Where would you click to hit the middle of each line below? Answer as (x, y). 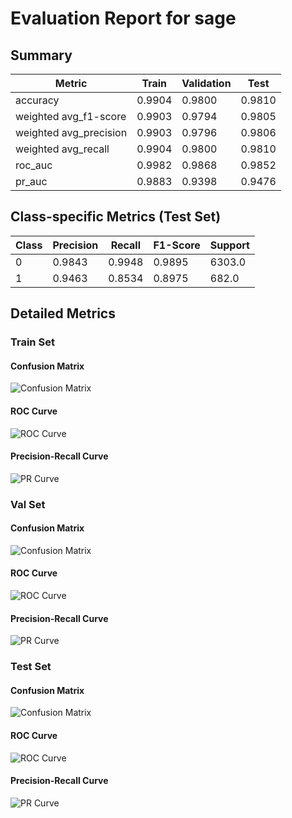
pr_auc (31, 181)
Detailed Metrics (63, 313)
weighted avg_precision (71, 132)
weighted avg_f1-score (71, 116)
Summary (41, 55)
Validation (206, 83)
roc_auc (34, 165)
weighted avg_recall (62, 149)
